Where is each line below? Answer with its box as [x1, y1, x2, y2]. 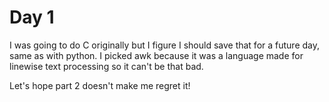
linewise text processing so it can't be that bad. [9, 60, 204, 72]
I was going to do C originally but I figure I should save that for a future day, [9, 39, 321, 51]
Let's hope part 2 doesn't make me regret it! [9, 79, 191, 91]
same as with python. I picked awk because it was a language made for [9, 49, 304, 61]
